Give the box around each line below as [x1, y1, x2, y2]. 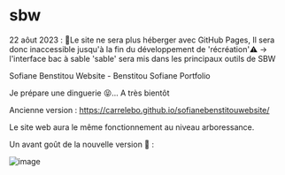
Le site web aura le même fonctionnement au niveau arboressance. [9, 121, 255, 133]
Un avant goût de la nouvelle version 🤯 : [9, 139, 155, 149]
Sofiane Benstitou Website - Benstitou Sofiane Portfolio [9, 70, 211, 80]
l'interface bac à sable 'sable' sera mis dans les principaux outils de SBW [9, 53, 276, 64]
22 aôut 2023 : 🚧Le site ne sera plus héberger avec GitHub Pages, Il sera [9, 34, 275, 45]
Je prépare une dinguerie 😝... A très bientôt [9, 87, 170, 98]
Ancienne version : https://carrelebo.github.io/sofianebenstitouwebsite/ [9, 104, 270, 115]
